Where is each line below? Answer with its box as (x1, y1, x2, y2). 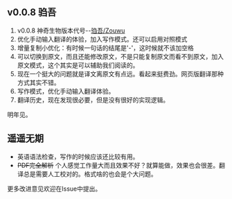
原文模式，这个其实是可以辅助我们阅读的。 (17, 61, 139, 69)
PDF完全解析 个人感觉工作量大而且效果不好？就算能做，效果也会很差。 (17, 161, 220, 169)
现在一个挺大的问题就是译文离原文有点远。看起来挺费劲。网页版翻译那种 (17, 69, 224, 78)
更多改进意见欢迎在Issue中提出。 (7, 184, 102, 193)
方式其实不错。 (17, 78, 60, 87)
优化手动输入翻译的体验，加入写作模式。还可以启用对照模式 (17, 35, 188, 43)
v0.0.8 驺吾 (7, 6, 57, 19)
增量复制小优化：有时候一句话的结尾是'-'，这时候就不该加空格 (17, 44, 194, 52)
